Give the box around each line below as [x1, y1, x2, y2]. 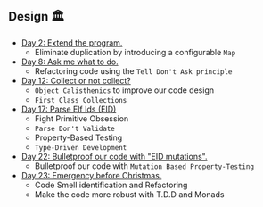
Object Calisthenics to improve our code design [34, 85, 215, 95]
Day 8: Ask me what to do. [21, 56, 119, 67]
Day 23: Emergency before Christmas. [21, 170, 162, 180]
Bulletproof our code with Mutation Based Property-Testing [34, 161, 255, 171]
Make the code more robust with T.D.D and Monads [34, 188, 225, 200]
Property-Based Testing [34, 132, 123, 143]
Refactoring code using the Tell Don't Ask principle [34, 65, 233, 76]
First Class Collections [34, 95, 127, 104]
